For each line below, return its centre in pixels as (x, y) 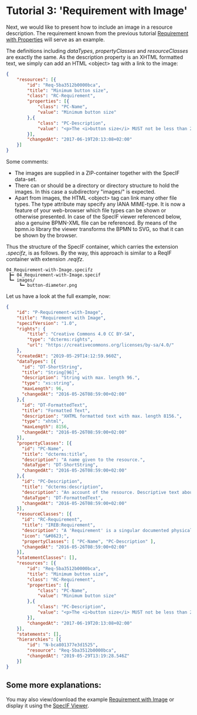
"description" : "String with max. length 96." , (81, 378)
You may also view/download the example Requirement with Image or (90, 699)
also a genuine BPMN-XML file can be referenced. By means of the (96, 223)
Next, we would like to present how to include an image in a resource (89, 27)
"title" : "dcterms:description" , (62, 487)
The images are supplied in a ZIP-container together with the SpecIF (97, 173)
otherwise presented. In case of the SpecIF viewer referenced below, (98, 217)
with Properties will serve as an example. (56, 39)
